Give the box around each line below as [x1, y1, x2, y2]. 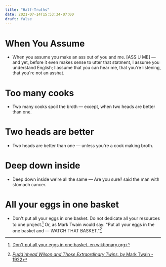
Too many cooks [5, 87, 74, 99]
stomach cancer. [12, 182, 47, 188]
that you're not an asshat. [12, 70, 65, 76]
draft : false [5, 16, 32, 21]
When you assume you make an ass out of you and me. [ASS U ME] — [12, 54, 156, 60]
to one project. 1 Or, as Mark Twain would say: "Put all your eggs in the [12, 221, 155, 227]
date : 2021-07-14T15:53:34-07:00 [5, 12, 74, 17]
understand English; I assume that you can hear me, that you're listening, [12, 65, 161, 71]
